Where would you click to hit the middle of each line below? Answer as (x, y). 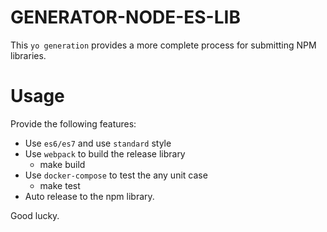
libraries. (28, 55)
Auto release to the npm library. (89, 196)
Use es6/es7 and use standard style (98, 143)
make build (62, 164)
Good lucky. (35, 215)
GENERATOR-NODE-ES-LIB (125, 17)
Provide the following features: (73, 123)
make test (60, 185)
